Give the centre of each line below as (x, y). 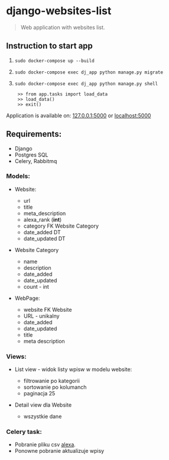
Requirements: (34, 134)
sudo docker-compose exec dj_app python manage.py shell (86, 84)
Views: (16, 356)
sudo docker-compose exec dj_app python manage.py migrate (89, 72)
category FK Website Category (61, 226)
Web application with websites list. (63, 27)
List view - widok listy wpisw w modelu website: (73, 369)
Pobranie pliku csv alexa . (45, 445)
